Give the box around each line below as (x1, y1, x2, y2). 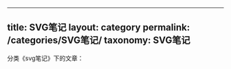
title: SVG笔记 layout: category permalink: (7, 22, 190, 33)
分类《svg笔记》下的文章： (7, 54, 84, 62)
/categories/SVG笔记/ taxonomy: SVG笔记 (7, 35, 190, 46)
